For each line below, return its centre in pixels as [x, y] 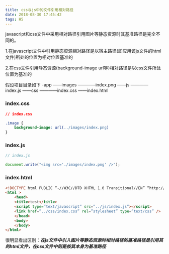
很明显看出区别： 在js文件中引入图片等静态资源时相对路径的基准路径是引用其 [84, 240]
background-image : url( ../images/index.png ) [62, 128]
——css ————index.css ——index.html [65, 90]
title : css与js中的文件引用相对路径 [39, 10]
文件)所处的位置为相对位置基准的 [39, 57]
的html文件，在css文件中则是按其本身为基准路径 [56, 246]
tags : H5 [14, 19]
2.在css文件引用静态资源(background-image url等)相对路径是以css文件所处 [83, 68]
